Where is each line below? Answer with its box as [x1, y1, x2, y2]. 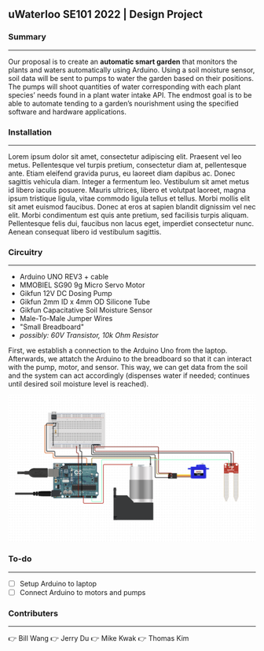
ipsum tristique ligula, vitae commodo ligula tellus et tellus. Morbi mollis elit [8, 194, 251, 203]
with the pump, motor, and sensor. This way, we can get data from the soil [8, 363, 248, 372]
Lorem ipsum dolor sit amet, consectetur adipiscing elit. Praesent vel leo [8, 151, 242, 161]
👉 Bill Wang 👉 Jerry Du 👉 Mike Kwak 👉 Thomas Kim [8, 634, 189, 643]
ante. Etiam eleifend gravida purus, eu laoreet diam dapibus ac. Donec [8, 168, 236, 178]
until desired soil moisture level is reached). [8, 379, 149, 389]
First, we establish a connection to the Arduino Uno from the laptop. [8, 346, 228, 355]
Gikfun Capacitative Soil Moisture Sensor [19, 305, 153, 315]
